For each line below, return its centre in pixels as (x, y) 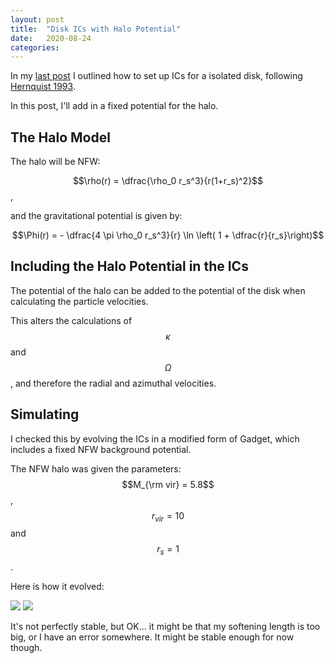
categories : (35, 47)
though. (26, 648)
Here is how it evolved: (57, 587)
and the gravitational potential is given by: (96, 216)
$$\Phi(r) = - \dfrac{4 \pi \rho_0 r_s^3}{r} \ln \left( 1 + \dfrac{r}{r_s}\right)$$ (168, 235)
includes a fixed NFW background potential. (101, 449)
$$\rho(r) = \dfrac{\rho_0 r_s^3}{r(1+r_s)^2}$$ (168, 181)
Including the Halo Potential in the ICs (129, 266)
